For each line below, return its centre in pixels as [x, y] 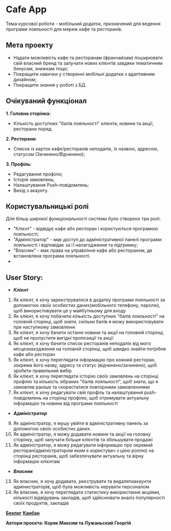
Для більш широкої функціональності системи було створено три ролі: [83, 219]
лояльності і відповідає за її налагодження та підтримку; [76, 245]
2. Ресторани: [22, 139]
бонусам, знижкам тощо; [41, 68]
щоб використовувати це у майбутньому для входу [69, 311]
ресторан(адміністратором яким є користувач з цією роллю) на [83, 450]
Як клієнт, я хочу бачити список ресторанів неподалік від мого [82, 343]
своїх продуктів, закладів [41, 503]
